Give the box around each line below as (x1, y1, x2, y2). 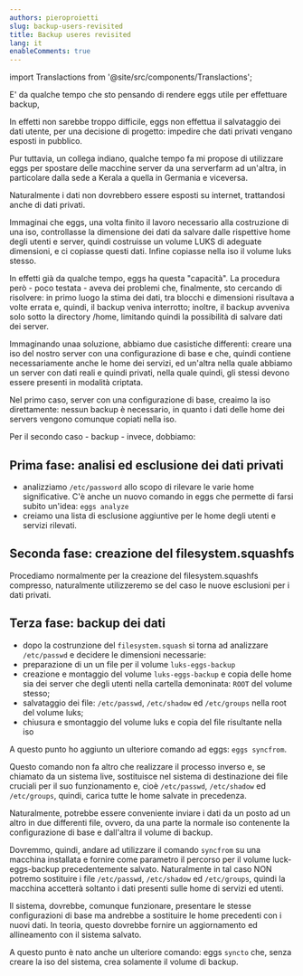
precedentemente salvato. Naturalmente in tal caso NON (62, 863, 273, 874)
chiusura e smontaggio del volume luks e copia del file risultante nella (22, 716, 282, 727)
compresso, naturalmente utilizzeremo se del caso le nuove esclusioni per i (9, 580, 290, 591)
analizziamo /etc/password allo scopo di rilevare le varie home (22, 481, 255, 492)
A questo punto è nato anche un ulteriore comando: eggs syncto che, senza (9, 946, 292, 957)
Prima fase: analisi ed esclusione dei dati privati (9, 458, 284, 473)
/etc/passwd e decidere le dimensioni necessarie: (22, 649, 206, 660)
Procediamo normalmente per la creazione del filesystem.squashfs (9, 570, 259, 581)
